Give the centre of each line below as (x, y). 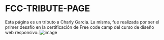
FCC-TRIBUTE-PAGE (48, 9)
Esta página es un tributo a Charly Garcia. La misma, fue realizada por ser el (82, 22)
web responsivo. (22, 32)
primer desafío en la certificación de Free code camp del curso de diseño (80, 27)
